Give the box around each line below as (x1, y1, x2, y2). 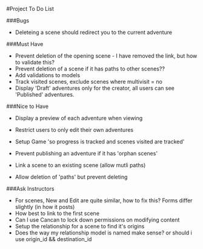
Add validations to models (15, 72, 81, 78)
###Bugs (6, 17, 30, 24)
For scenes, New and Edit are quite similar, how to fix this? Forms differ (15, 197, 193, 204)
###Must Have (6, 41, 44, 47)
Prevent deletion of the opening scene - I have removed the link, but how (15, 52, 198, 60)
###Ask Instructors (6, 185, 55, 192)
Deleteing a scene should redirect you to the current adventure (15, 29, 173, 36)
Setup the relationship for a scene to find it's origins (15, 223, 145, 230)
